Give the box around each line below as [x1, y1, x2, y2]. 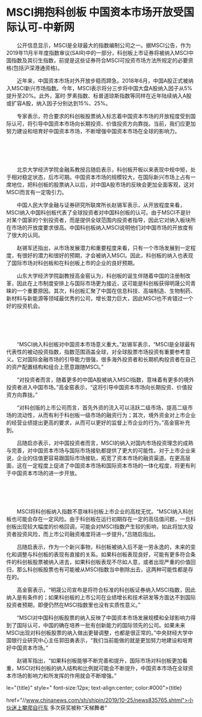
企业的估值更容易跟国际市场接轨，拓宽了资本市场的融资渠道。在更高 [16, 454, 185, 462]
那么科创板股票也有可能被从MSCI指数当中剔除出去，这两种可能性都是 [16, 566, 188, 573]
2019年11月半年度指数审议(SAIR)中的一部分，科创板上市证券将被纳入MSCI [6, 49, 189, 56]
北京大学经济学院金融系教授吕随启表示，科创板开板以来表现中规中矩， [16, 166, 191, 173]
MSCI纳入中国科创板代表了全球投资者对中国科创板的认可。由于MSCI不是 [6, 208, 186, 216]
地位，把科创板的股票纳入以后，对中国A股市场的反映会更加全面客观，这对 [11, 181, 194, 188]
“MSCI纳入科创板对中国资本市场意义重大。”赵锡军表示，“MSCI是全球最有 [16, 340, 195, 348]
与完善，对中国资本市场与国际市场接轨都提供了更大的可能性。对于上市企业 [6, 446, 191, 454]
